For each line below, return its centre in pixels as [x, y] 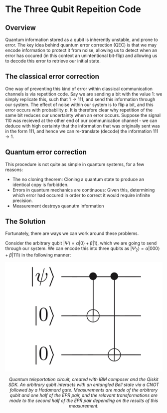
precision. [23, 200]
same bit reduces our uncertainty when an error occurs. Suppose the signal [83, 115]
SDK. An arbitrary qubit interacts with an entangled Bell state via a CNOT [84, 385]
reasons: [14, 169]
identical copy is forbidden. [40, 184]
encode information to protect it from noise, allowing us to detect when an [81, 50]
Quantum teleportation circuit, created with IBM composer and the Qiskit [84, 379]
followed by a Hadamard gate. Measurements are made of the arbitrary [84, 390]
